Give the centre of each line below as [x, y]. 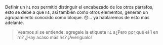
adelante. [15, 22]
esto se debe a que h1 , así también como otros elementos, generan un [77, 12]
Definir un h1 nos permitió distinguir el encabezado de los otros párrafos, [79, 7]
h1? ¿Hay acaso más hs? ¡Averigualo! [55, 37]
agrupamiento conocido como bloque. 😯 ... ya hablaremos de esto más [77, 17]
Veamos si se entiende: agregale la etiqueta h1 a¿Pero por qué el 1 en [88, 32]
